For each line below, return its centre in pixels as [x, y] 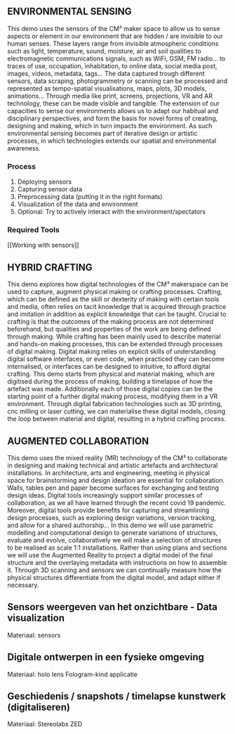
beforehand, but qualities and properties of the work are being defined [109, 329]
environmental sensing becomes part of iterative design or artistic [102, 133]
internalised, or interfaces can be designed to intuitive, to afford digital [109, 367]
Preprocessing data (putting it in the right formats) [90, 197]
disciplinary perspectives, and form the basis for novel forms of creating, [113, 118]
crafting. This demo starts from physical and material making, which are [111, 374]
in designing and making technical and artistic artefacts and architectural [113, 466]
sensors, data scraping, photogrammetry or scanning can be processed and [117, 81]
